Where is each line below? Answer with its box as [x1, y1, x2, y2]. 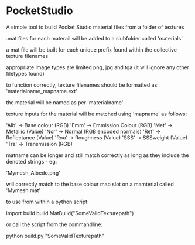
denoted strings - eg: [6, 158, 57, 165]
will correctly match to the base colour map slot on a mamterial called [6, 181, 174, 188]
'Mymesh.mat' [6, 186, 41, 194]
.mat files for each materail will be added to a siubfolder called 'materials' [6, 35, 183, 42]
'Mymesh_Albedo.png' [6, 169, 60, 176]
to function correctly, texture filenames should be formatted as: [6, 81, 159, 89]
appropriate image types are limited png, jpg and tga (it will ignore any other [6, 63, 189, 71]
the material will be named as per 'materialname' [6, 98, 124, 106]
